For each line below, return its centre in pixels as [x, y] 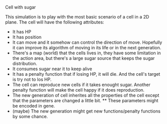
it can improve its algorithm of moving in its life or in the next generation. [87, 48]
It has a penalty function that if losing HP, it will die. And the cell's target [86, 74]
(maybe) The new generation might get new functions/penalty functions [86, 111]
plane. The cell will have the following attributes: [55, 22]
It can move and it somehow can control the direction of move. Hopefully [87, 42]
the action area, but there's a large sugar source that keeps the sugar [83, 58]
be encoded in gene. [34, 106]
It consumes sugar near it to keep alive [52, 69]
